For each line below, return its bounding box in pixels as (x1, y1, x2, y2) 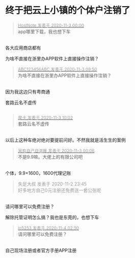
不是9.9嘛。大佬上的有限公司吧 (17, 154, 83, 160)
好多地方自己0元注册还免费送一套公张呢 (17, 187, 101, 193)
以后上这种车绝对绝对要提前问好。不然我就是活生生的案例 (5, 137, 126, 143)
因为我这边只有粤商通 (5, 89, 50, 95)
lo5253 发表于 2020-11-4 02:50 (17, 225, 79, 231)
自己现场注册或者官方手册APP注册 (5, 247, 77, 253)
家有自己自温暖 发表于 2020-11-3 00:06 (17, 148, 95, 153)
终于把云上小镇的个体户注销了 (5, 5, 131, 16)
